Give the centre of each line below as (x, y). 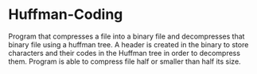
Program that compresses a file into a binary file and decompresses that (127, 36)
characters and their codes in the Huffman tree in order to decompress (125, 53)
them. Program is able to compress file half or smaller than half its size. (125, 61)
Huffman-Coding (66, 15)
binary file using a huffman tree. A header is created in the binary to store (128, 44)
